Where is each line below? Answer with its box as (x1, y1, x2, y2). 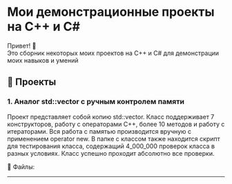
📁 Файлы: (7, 163, 35, 171)
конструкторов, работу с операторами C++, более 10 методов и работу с (7, 120, 225, 128)
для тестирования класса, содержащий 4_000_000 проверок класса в (7, 142, 215, 150)
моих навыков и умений (7, 56, 79, 64)
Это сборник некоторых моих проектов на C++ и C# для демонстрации (7, 49, 220, 57)
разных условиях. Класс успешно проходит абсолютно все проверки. (7, 149, 215, 157)
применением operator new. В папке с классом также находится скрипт (7, 134, 220, 143)
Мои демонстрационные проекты (7, 4, 215, 20)
